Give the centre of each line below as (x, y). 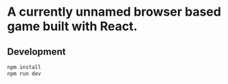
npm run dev (24, 73)
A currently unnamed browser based (114, 12)
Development (37, 52)
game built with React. (72, 26)
